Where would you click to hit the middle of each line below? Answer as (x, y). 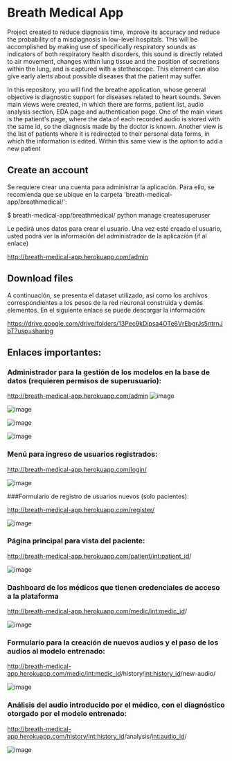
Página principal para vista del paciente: (76, 541)
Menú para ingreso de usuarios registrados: (82, 454)
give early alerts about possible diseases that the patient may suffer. (105, 76)
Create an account (48, 170)
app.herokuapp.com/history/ (48, 736)
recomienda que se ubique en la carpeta (65, 194)
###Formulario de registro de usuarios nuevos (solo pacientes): (98, 496)
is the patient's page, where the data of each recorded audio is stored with (114, 119)
